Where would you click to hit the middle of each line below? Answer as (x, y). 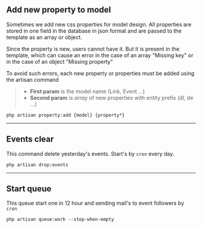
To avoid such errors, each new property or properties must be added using (100, 73)
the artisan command (32, 79)
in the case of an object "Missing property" (60, 61)
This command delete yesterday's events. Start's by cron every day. (90, 153)
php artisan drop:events (37, 165)
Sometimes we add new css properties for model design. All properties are (99, 24)
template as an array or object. (44, 37)
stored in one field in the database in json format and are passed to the (94, 31)
